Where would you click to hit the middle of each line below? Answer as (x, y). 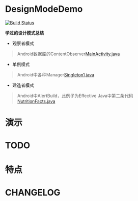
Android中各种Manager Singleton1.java (56, 74)
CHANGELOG (33, 192)
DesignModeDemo (44, 9)
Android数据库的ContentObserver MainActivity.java (69, 54)
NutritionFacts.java (36, 101)
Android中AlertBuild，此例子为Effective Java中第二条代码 (75, 96)
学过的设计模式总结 (25, 33)
